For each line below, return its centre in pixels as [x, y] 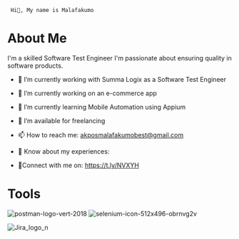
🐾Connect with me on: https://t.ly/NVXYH [78, 165]
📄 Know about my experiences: [63, 151]
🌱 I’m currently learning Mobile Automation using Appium [102, 107]
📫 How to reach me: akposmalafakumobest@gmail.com [101, 134]
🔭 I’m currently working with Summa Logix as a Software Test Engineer [122, 79]
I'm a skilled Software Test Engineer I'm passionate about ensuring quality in [119, 58]
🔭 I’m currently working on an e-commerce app [87, 93]
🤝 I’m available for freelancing [61, 120]
